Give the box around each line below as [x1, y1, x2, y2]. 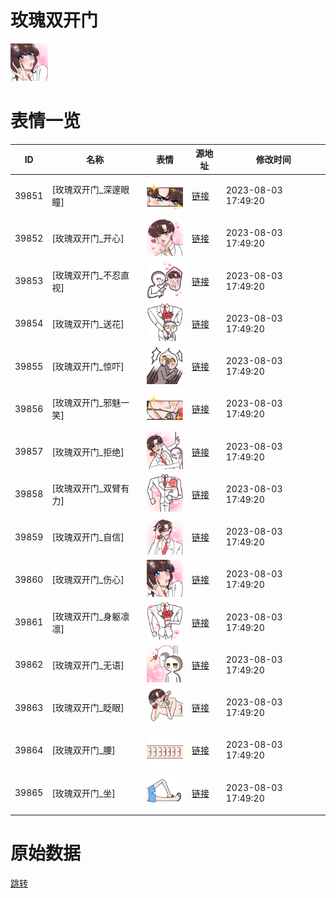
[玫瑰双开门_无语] [51, 659, 125, 671]
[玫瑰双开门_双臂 [51, 482, 122, 494]
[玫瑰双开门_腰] [51, 744, 116, 756]
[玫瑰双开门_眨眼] [51, 702, 125, 714]
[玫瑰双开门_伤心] [51, 574, 125, 586]
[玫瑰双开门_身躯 [51, 610, 122, 622]
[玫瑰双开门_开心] [51, 232, 125, 245]
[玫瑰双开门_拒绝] [51, 446, 125, 458]
